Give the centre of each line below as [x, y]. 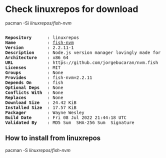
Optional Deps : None [34, 87]
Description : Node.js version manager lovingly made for [83, 52]
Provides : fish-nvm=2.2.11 [49, 77]
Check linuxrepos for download [72, 9]
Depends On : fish [34, 82]
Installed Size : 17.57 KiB [41, 107]
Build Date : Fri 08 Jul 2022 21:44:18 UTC [66, 117]
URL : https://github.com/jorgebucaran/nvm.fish [82, 62]
